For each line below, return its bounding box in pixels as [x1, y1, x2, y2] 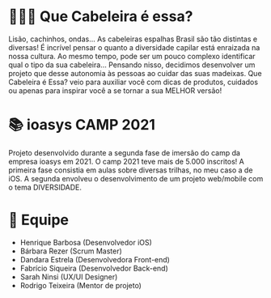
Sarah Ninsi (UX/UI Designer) [19, 271, 118, 282]
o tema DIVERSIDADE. [8, 182, 83, 192]
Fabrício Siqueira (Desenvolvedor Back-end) [19, 263, 168, 273]
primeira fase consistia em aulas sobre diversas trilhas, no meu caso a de [8, 165, 253, 175]
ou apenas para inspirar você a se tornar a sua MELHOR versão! [8, 85, 222, 96]
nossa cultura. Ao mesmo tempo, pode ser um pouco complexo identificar [8, 51, 256, 61]
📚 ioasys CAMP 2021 [8, 116, 156, 134]
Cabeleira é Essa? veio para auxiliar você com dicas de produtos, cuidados [8, 77, 259, 87]
